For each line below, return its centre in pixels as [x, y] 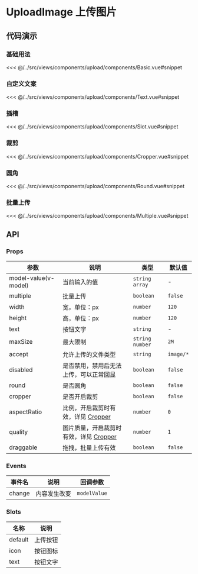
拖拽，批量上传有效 [89, 448]
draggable [23, 447]
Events [16, 466]
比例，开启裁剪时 [86, 408]
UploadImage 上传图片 [61, 12]
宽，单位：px [81, 307]
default [19, 539]
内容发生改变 [54, 494]
